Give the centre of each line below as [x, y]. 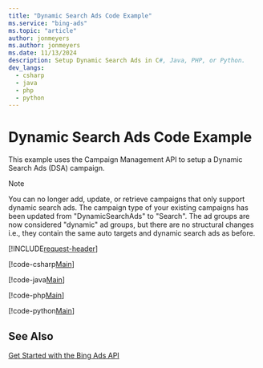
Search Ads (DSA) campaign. [57, 168]
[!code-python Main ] [41, 311]
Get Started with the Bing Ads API [64, 355]
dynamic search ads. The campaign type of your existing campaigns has [128, 208]
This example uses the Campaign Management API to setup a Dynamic [125, 160]
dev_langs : [26, 68]
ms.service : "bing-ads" [48, 23]
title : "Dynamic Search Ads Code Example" [80, 16]
